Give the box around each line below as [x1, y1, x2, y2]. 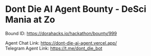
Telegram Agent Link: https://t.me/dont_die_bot [5, 45, 102, 51]
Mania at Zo [5, 14, 55, 25]
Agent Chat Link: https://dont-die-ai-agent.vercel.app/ [5, 40, 117, 46]
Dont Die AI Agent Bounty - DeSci [5, 3, 146, 15]
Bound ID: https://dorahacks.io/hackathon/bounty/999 [5, 30, 117, 36]
